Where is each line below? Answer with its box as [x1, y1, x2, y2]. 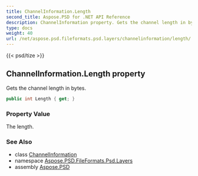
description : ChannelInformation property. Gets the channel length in [6, 19, 186, 25]
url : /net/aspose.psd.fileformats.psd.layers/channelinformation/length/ [6, 36, 192, 42]
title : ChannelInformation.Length [6, 8, 91, 15]
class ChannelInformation [14, 151, 77, 158]
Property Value [6, 110, 51, 118]
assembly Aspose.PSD [14, 164, 70, 171]
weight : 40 [6, 31, 33, 36]
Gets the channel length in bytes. [6, 84, 87, 92]
